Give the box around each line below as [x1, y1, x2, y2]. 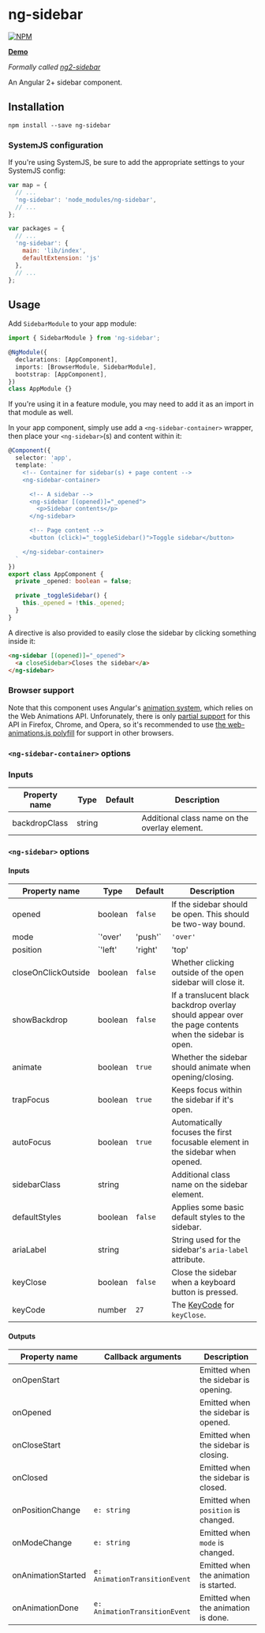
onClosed [12, 1472, 48, 1483]
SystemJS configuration [8, 140, 104, 151]
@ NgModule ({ [8, 349, 47, 357]
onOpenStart [12, 1375, 60, 1386]
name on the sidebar [171, 1179, 248, 1190]
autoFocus [12, 1137, 51, 1148]
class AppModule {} [8, 385, 73, 393]
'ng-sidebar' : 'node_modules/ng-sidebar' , [15, 196, 157, 204]
